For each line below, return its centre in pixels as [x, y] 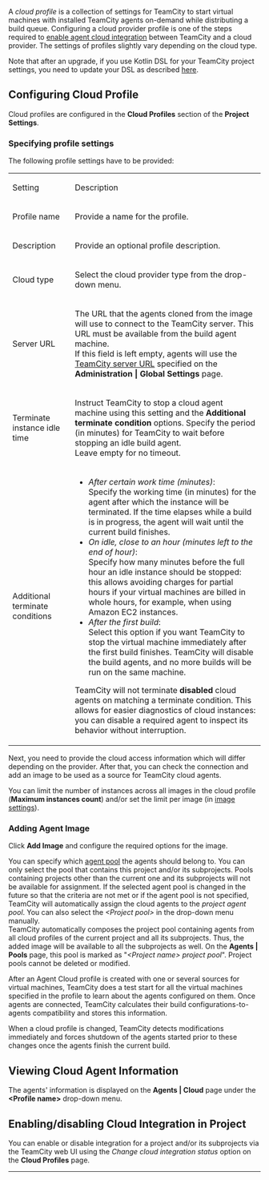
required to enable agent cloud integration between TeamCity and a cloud [130, 37]
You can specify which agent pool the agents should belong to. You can [127, 861]
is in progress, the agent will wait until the [166, 522]
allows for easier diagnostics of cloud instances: [165, 711]
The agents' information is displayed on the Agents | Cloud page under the [132, 1090]
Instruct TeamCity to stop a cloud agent [149, 403]
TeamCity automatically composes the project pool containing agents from [131, 929]
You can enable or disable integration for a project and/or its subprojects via [134, 1143]
